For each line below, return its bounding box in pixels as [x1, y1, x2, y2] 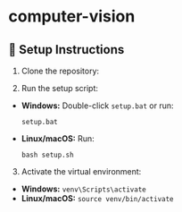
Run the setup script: [21, 83, 99, 93]
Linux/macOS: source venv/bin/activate [21, 193, 175, 203]
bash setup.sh [21, 150, 74, 159]
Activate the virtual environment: [21, 166, 142, 176]
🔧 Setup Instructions [8, 42, 125, 57]
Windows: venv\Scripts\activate [21, 183, 146, 194]
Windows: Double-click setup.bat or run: [21, 100, 175, 111]
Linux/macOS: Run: [21, 133, 95, 144]
